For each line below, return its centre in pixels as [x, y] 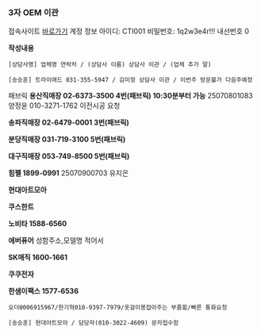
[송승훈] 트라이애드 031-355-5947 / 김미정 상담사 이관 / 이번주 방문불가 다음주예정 [130, 80]
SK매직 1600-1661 [38, 257]
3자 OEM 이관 [34, 12]
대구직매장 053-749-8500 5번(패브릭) [69, 156]
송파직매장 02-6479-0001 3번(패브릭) [69, 123]
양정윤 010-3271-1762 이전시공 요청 [64, 106]
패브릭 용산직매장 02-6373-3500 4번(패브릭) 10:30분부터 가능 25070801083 [131, 96]
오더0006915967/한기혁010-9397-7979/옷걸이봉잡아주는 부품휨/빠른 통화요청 [118, 308]
